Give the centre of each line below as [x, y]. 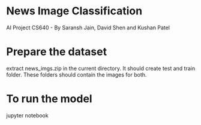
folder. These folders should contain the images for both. [76, 74]
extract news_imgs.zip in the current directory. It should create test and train [101, 68]
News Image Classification [74, 11]
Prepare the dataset [56, 52]
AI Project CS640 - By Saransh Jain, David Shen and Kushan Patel [88, 28]
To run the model [49, 99]
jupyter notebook [28, 115]
